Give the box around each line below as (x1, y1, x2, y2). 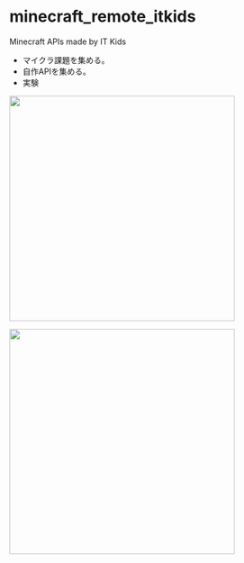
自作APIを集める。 (22, 66, 92, 77)
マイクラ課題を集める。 (22, 54, 110, 65)
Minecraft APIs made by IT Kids (9, 36, 127, 47)
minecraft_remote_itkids (9, 6, 196, 27)
